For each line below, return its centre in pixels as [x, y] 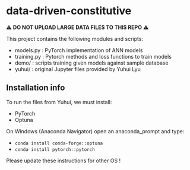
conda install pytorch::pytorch [55, 149]
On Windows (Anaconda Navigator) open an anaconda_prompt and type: [95, 131]
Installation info [36, 88]
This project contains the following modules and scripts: [75, 39]
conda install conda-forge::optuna [59, 143]
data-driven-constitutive [69, 11]
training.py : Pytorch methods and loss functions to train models [93, 56]
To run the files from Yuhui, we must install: [59, 102]
